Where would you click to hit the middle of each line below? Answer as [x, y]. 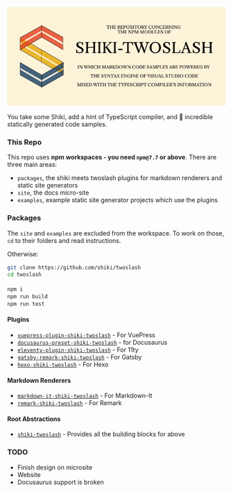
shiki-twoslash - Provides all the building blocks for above [101, 434]
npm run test [26, 304]
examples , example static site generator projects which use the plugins [118, 200]
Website [29, 474]
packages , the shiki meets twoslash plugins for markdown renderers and [120, 178]
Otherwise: [23, 254]
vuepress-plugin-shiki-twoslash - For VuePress [86, 335]
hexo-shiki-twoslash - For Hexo [63, 365]
